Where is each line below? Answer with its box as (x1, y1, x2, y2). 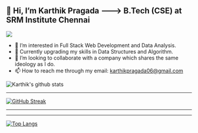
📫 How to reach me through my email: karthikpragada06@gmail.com (14, 67, 184, 74)
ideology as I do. (14, 60, 55, 68)
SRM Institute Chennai (6, 15, 90, 25)
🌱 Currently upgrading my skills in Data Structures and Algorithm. (14, 48, 174, 55)
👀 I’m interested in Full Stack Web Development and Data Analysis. (14, 42, 177, 49)
